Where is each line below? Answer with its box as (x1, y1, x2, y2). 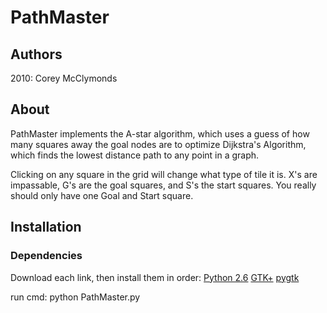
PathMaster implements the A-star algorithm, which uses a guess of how (10, 127, 310, 140)
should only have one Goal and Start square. (10, 189, 194, 201)
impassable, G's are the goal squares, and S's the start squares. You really (10, 179, 317, 191)
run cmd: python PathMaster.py (10, 291, 141, 303)
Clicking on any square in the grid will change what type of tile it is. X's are (10, 168, 318, 180)
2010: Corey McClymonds (10, 72, 118, 84)
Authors (10, 46, 63, 63)
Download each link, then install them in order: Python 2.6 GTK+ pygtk (10, 271, 300, 283)
